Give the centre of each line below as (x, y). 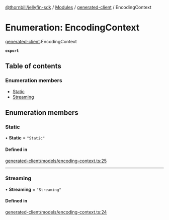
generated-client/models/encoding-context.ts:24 (56, 212)
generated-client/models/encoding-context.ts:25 (56, 161)
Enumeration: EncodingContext (72, 28)
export (12, 51)
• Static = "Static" (25, 138)
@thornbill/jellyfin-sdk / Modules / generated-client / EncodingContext (78, 7)
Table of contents (33, 66)
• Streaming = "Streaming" (33, 189)
